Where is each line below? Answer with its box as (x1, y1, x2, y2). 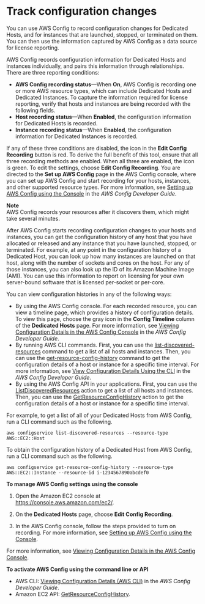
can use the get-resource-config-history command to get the (15, 354, 170, 361)
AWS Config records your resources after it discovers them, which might (6, 208, 190, 215)
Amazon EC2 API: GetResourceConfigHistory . (15, 590, 130, 597)
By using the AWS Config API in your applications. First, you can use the (15, 380, 198, 388)
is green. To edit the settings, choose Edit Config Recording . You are (6, 164, 181, 171)
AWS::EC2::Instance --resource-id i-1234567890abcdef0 (6, 470, 149, 476)
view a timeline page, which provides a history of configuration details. (15, 309, 194, 316)
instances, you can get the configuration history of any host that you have (6, 233, 193, 240)
